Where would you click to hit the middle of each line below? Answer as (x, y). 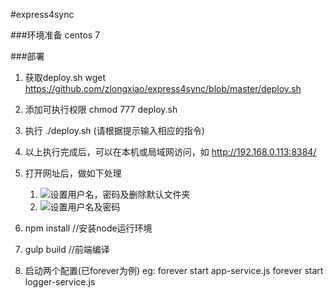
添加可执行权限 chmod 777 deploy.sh (101, 109)
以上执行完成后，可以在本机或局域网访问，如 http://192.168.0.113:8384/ (170, 152)
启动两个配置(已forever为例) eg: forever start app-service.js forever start (174, 270)
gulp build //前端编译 (67, 249)
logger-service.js (60, 282)
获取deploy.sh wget (65, 77)
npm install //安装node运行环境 (88, 228)
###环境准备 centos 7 (55, 35)
